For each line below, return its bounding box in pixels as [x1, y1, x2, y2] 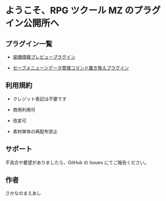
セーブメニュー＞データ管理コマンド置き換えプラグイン [12, 65, 129, 71]
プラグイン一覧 [5, 39, 53, 48]
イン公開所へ [5, 17, 60, 29]
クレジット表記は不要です [12, 96, 67, 102]
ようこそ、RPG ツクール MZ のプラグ [5, 5, 161, 16]
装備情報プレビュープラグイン [12, 54, 76, 60]
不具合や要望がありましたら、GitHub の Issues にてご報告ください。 [5, 159, 149, 165]
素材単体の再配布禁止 [12, 128, 58, 135]
